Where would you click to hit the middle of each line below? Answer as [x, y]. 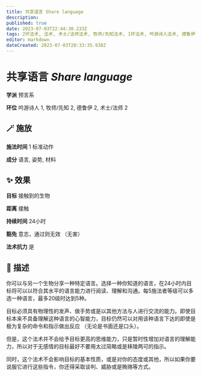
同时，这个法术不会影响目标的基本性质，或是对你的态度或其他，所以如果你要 [101, 359]
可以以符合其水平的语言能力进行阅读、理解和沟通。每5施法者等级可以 [103, 291]
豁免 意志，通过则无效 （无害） [44, 234]
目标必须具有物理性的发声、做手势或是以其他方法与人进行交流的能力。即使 [98, 311]
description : [23, 17]
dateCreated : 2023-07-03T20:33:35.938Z [56, 46]
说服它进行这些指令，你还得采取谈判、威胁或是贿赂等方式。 [80, 367]
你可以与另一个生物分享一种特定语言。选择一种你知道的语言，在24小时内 [96, 283]
